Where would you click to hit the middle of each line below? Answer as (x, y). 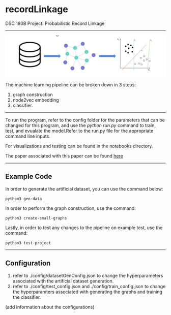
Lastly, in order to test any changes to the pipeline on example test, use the (84, 228)
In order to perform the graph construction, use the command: (70, 208)
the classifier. (27, 297)
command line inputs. (28, 136)
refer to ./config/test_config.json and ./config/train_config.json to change (89, 286)
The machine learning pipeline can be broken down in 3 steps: (71, 84)
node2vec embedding (36, 100)
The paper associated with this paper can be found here (64, 155)
